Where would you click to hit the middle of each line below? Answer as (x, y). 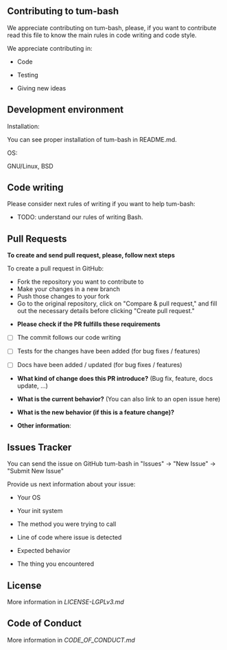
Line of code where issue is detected (69, 538)
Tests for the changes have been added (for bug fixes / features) (108, 351)
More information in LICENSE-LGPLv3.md (66, 602)
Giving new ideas (41, 88)
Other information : (44, 426)
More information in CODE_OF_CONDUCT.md (71, 640)
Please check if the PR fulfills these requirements (88, 324)
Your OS (29, 498)
